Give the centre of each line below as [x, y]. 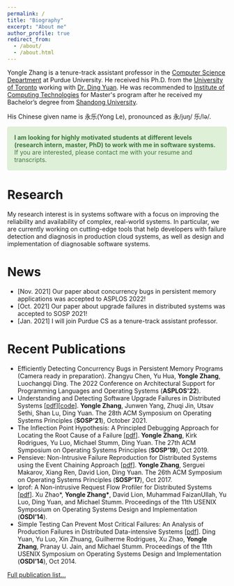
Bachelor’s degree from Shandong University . [72, 102]
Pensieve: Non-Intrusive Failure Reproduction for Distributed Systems [117, 457]
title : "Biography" [36, 20]
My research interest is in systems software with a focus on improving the [113, 214]
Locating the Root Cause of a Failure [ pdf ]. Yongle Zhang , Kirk [107, 435]
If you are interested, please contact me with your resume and [103, 152]
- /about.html [34, 53]
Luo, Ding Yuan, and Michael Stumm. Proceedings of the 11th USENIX [117, 502]
